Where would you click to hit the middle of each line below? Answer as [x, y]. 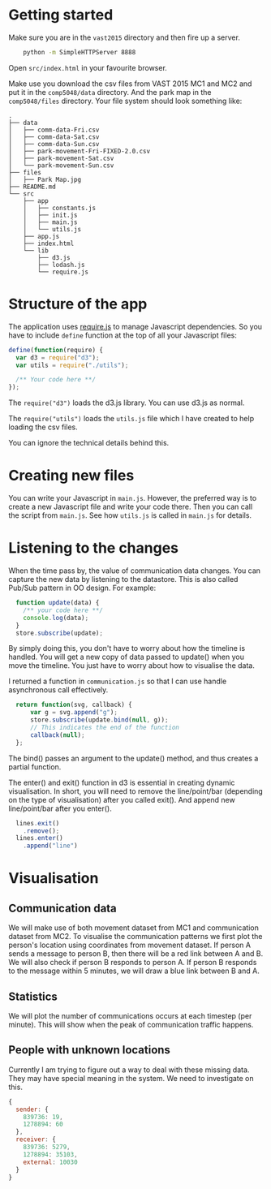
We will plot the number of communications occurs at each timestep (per [130, 1015]
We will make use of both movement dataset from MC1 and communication [134, 928]
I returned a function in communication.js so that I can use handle [118, 681]
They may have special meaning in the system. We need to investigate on [131, 1078]
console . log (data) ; [56, 618]
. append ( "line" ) [51, 846]
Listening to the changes [94, 548]
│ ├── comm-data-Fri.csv [54, 130]
